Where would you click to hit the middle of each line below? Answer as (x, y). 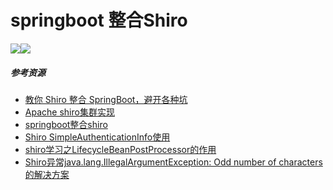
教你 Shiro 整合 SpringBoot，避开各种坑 (106, 99)
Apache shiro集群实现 (69, 112)
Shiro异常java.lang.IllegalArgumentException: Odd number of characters (173, 162)
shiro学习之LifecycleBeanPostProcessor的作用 (120, 149)
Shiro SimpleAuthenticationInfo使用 (97, 137)
